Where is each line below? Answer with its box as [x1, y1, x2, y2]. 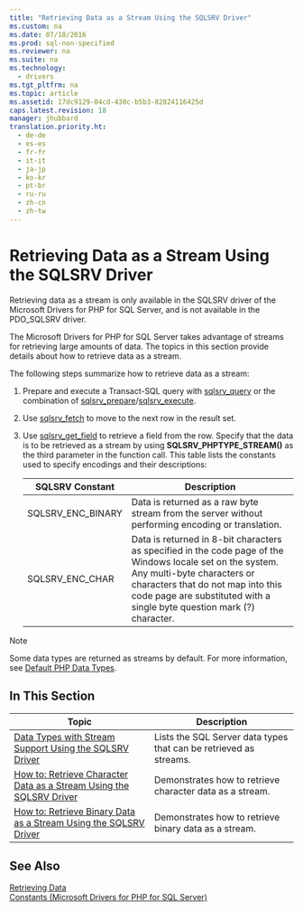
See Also [9, 858, 60, 873]
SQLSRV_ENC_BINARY [26, 507, 124, 520]
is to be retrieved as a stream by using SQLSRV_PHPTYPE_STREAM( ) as [22, 439, 294, 450]
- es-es [17, 139, 47, 148]
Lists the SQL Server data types [153, 730, 289, 743]
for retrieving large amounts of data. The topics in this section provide [9, 341, 269, 352]
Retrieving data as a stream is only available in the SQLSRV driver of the [9, 295, 277, 305]
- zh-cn [17, 198, 47, 208]
